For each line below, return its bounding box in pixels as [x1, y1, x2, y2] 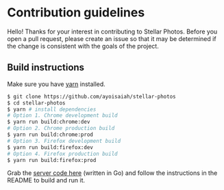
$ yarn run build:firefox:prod [7, 157, 97, 163]
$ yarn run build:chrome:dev [7, 118, 90, 126]
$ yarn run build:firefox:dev [7, 144, 94, 151]
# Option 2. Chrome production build [7, 125, 115, 132]
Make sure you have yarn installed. [7, 80, 106, 88]
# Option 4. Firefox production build [7, 150, 118, 157]
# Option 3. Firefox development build [7, 137, 121, 144]
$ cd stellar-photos [7, 99, 66, 107]
